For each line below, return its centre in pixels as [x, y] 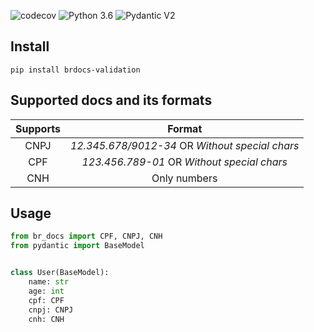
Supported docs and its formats [111, 100]
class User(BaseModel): [60, 273]
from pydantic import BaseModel [77, 246]
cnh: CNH [46, 319]
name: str [49, 282]
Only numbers [184, 178]
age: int [46, 291]
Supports [38, 128]
